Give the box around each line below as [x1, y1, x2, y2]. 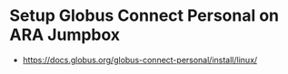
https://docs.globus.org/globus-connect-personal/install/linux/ [22, 54, 258, 65]
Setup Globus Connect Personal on [9, 5, 280, 26]
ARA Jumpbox [9, 24, 121, 45]
